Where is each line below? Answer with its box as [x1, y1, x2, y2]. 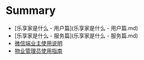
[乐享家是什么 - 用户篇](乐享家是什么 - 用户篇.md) [14, 24, 139, 32]
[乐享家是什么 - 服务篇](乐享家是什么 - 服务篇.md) [14, 32, 139, 39]
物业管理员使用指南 [14, 47, 63, 55]
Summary [5, 4, 56, 18]
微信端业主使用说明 [14, 39, 63, 47]
